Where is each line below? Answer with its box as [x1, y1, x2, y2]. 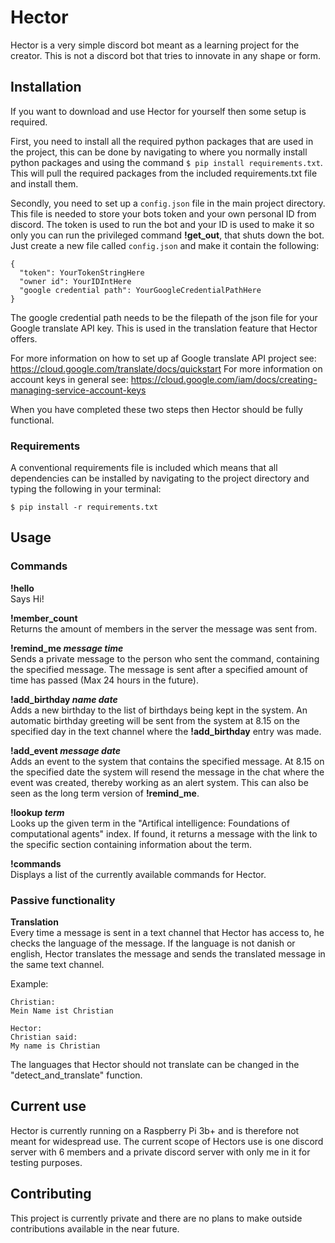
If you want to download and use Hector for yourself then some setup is [10, 105, 307, 117]
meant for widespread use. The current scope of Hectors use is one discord [10, 1135, 324, 1147]
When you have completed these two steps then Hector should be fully [10, 403, 303, 415]
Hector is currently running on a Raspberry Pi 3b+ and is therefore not [10, 1124, 300, 1136]
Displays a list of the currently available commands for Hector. [10, 868, 267, 880]
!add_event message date [10, 744, 122, 756]
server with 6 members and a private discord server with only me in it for [10, 1146, 311, 1158]
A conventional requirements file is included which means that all [10, 462, 278, 474]
